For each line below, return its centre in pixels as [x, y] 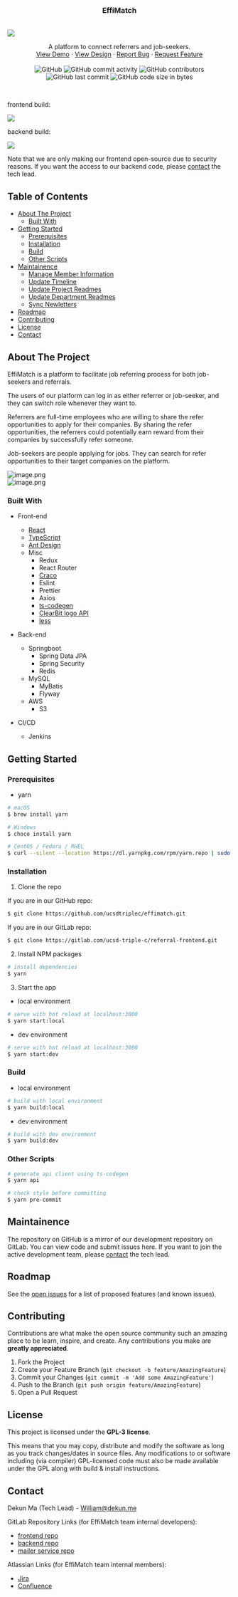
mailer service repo [46, 1551]
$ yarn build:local [36, 1108]
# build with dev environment [52, 1134]
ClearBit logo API [64, 613]
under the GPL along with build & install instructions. [84, 1469]
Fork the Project [41, 1362]
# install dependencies [43, 967]
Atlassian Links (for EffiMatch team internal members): [87, 1565]
